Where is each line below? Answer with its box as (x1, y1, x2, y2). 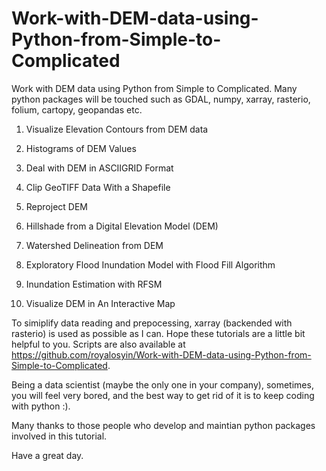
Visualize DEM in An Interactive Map (25, 297, 176, 309)
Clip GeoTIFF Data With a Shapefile (25, 181, 171, 193)
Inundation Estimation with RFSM (25, 278, 163, 290)
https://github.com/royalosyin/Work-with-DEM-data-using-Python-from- (11, 348, 312, 361)
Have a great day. (11, 449, 84, 461)
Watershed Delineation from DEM (25, 239, 164, 251)
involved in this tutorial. (11, 430, 108, 442)
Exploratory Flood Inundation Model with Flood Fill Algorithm (25, 258, 276, 271)
